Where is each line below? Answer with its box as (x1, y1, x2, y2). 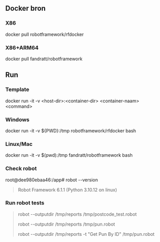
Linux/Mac (5, 140, 33, 147)
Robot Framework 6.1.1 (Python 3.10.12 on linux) (17, 187, 117, 193)
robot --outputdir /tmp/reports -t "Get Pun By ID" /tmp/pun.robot (17, 231, 155, 237)
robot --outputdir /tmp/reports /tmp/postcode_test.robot (17, 211, 137, 217)
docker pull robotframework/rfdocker (5, 31, 84, 38)
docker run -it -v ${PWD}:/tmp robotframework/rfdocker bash (5, 127, 136, 134)
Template (5, 86, 30, 93)
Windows (5, 116, 30, 123)
